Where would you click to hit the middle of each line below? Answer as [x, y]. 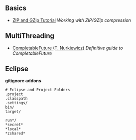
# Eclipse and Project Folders [38, 90]
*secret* [14, 125]
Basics [16, 8]
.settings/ [16, 103]
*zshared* [15, 134]
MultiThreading [30, 36]
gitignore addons [23, 81]
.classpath [16, 99]
